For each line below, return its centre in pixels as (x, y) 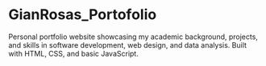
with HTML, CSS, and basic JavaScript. (73, 53)
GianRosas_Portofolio (83, 15)
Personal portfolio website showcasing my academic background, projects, (133, 37)
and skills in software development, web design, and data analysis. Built (128, 45)
